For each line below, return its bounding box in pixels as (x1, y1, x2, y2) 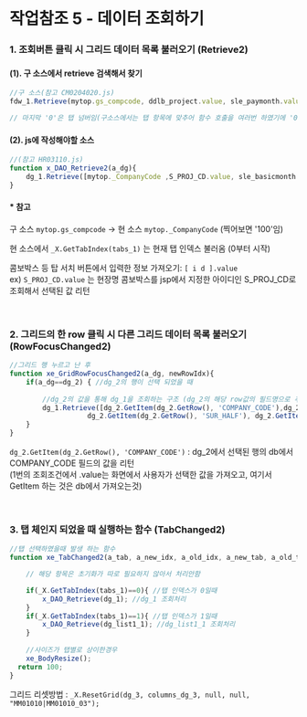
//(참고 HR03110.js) (9, 155, 84, 164)
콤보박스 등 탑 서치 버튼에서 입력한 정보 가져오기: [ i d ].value (9, 262, 238, 273)
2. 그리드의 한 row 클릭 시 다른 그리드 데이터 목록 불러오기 (9, 328, 248, 341)
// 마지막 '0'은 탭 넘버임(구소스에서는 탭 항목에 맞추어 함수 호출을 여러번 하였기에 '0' (9, 113, 302, 123)
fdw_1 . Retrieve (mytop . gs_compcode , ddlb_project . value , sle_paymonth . (9, 97, 284, 106)
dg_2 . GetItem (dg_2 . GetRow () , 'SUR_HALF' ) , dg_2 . (87, 412, 276, 421)
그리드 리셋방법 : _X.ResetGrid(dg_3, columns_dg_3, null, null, (9, 689, 251, 700)
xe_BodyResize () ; (26, 654, 92, 663)
